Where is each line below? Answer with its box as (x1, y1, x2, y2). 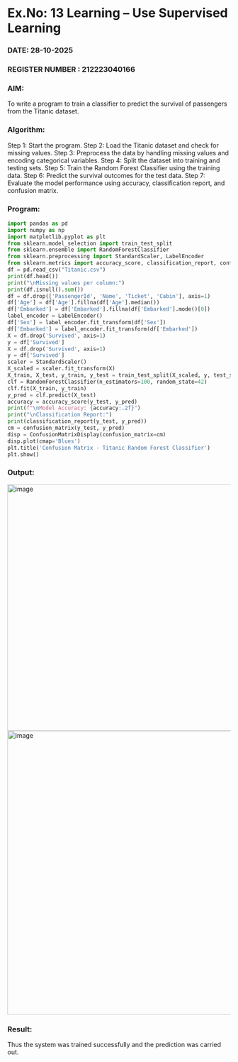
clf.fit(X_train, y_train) (7, 385, 87, 392)
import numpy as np (7, 226, 65, 233)
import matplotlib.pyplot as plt (7, 233, 106, 240)
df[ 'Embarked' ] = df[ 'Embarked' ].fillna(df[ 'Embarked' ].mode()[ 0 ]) (7, 306, 211, 313)
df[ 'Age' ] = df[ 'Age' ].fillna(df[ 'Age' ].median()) (7, 299, 160, 306)
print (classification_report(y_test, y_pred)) (7, 418, 147, 425)
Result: (7, 1024, 33, 1034)
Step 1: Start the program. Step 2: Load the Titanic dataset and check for (7, 140, 220, 150)
